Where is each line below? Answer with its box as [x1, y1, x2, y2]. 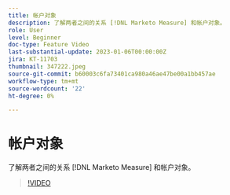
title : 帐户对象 [8, 11, 57, 20]
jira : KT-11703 [8, 56, 58, 64]
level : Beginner [8, 33, 61, 42]
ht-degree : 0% [8, 92, 55, 100]
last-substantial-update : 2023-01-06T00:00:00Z [8, 48, 167, 56]
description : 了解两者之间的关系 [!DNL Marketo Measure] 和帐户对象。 [8, 19, 226, 27]
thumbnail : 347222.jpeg [8, 63, 86, 71]
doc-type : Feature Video [8, 41, 89, 49]
